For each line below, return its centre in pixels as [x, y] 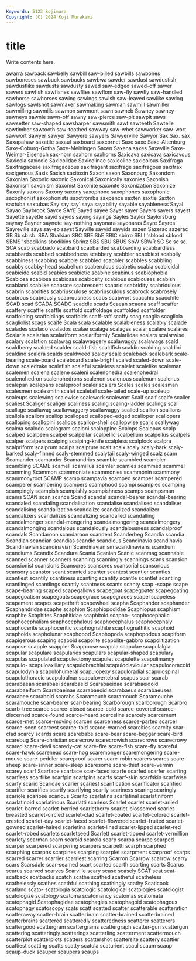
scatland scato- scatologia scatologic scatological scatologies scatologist [95, 889]
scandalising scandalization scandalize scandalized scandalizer [83, 510]
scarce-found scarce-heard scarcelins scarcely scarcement [104, 715]
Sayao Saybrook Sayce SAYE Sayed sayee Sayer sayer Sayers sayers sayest [98, 210]
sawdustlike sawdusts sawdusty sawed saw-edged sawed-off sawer [89, 86]
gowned [16, 827]
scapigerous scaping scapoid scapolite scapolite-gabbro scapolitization [93, 640]
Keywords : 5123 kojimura [36, 11]
